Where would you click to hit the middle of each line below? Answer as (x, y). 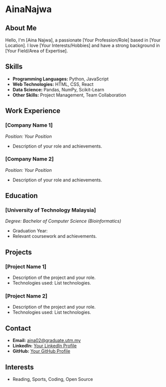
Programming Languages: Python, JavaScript (61, 79)
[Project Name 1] (26, 266)
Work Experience (33, 111)
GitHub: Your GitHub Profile (41, 351)
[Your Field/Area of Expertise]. (36, 51)
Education (22, 196)
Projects (19, 252)
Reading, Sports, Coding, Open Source (53, 379)
